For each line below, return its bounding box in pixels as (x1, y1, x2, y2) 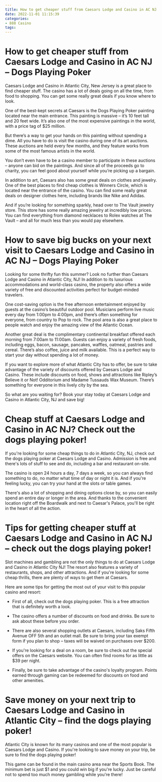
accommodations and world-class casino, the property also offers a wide (5, 282, 151, 287)
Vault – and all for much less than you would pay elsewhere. (5, 218, 124, 223)
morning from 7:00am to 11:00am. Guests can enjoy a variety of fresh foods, (5, 337, 157, 342)
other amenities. (12, 677, 44, 683)
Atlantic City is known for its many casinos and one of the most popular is (5, 741, 151, 747)
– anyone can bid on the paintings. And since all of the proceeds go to (5, 163, 145, 169)
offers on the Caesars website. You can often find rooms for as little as (12, 652, 153, 658)
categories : (5, 16, 29, 21)
